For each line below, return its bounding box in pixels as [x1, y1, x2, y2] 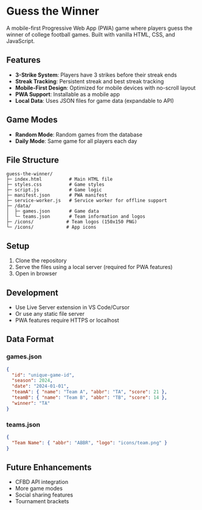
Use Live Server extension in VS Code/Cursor [15, 304, 130, 311]
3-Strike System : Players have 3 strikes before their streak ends [15, 71, 178, 79]
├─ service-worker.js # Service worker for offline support [6, 198, 167, 204]
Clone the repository [15, 257, 67, 264]
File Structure [6, 155, 59, 165]
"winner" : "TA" [12, 400, 50, 406]
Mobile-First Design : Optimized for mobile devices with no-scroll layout [15, 84, 196, 91]
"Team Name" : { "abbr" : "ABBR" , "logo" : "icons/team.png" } [12, 439, 167, 445]
